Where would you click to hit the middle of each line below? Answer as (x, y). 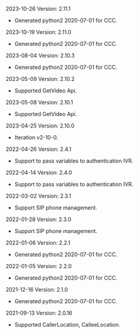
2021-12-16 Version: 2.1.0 (37, 290)
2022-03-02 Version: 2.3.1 (38, 196)
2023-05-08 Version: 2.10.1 (39, 102)
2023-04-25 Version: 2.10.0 (40, 126)
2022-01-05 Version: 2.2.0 (39, 266)
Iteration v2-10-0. (36, 137)
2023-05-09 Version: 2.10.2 (40, 79)
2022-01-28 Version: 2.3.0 (39, 219)
